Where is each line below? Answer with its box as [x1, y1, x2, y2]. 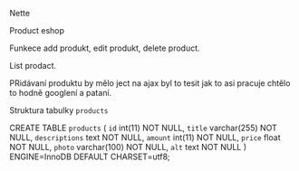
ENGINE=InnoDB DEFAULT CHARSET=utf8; [9, 151, 170, 162]
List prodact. [9, 61, 57, 71]
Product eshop [9, 25, 65, 35]
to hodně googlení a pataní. [9, 88, 112, 98]
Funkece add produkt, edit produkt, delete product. [9, 43, 201, 53]
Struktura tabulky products [9, 105, 109, 116]
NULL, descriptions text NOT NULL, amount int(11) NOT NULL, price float [9, 132, 281, 143]
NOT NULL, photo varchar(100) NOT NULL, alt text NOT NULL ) [9, 142, 247, 152]
